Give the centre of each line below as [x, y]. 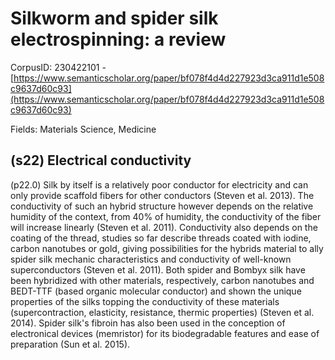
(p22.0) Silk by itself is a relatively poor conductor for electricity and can [159, 184]
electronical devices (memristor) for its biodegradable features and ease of [165, 333]
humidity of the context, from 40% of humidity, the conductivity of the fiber [166, 216]
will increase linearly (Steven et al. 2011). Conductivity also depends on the [164, 227]
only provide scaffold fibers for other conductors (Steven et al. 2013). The [162, 195]
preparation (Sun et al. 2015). [70, 344]
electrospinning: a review [118, 39]
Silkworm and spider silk [114, 18]
